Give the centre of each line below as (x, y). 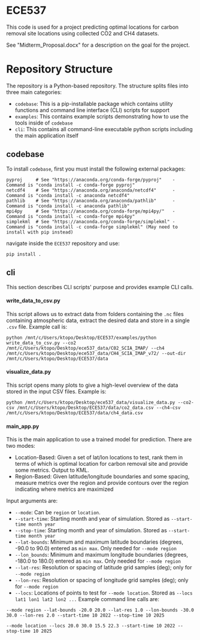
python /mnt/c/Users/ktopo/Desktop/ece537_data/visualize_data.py (91, 402)
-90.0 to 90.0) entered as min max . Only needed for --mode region (96, 548)
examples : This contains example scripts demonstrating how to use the (101, 116)
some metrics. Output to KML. (52, 470)
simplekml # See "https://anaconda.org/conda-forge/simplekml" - (91, 222)
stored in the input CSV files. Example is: (56, 391)
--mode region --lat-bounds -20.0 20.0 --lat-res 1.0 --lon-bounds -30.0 (100, 610)
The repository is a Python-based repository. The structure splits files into (97, 86)
